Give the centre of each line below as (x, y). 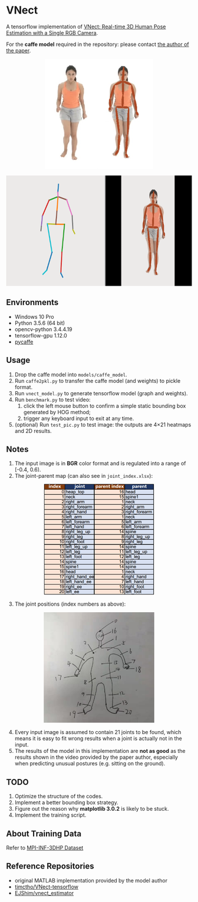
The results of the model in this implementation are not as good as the (100, 751)
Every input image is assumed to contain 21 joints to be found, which (98, 732)
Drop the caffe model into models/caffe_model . (71, 374)
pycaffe (24, 342)
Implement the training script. (50, 815)
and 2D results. (33, 431)
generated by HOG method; (57, 412)
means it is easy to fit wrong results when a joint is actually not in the (98, 739)
